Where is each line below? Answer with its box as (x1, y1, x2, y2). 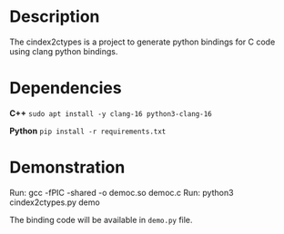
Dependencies (9, 78, 122, 99)
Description (9, 6, 100, 27)
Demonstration (9, 157, 126, 178)
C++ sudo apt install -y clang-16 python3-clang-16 (9, 107, 212, 119)
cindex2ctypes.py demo (9, 197, 100, 208)
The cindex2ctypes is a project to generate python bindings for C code (9, 36, 276, 47)
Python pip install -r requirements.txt (9, 125, 167, 136)
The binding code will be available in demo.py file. (9, 214, 193, 225)
